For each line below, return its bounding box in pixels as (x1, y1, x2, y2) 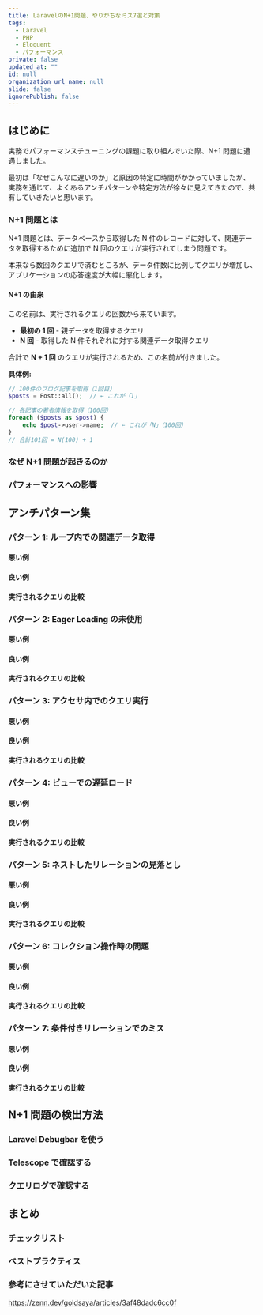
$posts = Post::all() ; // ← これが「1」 (8, 392, 141, 400)
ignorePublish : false (8, 92, 80, 100)
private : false (8, 56, 58, 64)
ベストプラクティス (8, 1256, 81, 1267)
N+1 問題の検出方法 (8, 1108, 103, 1122)
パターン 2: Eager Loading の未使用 (8, 613, 143, 624)
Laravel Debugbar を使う (8, 1134, 104, 1145)
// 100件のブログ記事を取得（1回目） (8, 385, 116, 393)
